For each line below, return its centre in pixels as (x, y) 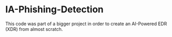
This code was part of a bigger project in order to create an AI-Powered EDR (86, 24)
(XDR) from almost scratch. (34, 29)
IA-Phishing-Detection (54, 10)
